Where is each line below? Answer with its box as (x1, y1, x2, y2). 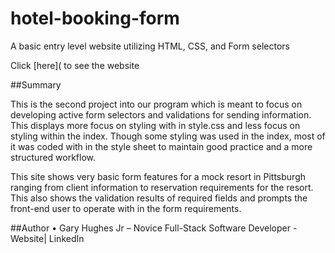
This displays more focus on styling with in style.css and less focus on (10, 119, 301, 131)
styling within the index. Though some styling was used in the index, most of (10, 130, 326, 142)
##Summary (10, 78, 62, 91)
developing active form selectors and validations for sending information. (10, 108, 312, 121)
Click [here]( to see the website (10, 59, 140, 71)
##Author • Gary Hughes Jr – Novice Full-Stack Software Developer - (10, 222, 298, 234)
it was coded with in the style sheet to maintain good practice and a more (10, 140, 313, 152)
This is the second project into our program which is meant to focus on (10, 98, 303, 110)
